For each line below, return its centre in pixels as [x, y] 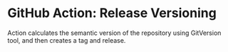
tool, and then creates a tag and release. [67, 40]
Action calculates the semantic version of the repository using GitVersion [114, 33]
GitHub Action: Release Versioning [112, 13]
